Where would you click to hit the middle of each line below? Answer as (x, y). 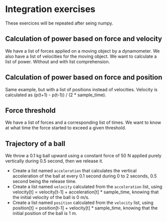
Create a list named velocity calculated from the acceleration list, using (87, 187)
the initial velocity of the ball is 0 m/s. (51, 197)
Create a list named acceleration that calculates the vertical (74, 171)
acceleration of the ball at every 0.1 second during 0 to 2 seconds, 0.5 (85, 176)
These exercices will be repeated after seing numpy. (59, 23)
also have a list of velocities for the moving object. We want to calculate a (81, 56)
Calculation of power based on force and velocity (83, 39)
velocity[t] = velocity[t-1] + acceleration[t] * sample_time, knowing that (86, 192)
